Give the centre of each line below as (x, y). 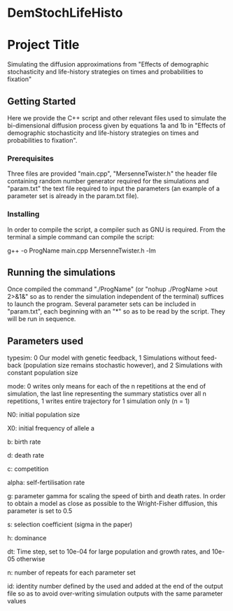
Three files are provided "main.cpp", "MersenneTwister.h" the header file (112, 174)
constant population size (43, 373)
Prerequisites (30, 158)
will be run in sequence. (42, 319)
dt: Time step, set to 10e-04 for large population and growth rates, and (109, 552)
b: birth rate (24, 442)
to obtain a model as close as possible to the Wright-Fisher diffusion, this (113, 504)
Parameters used (45, 341)
